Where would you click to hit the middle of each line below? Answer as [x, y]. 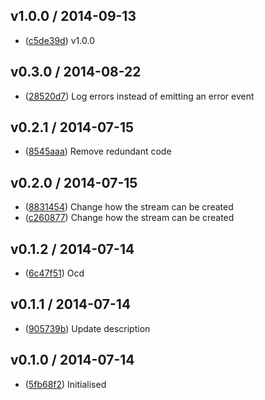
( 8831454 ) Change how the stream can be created [129, 207]
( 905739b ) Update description [87, 328]
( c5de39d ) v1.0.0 [59, 40]
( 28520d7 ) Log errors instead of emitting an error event [139, 96]
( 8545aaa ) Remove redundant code [98, 151]
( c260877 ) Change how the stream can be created [129, 218]
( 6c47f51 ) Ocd [54, 273]
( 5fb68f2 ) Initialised [65, 384]
